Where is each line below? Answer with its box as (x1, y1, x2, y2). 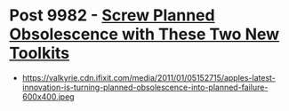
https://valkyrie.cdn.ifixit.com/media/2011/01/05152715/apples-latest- (21, 72, 276, 83)
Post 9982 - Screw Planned (9, 5, 215, 26)
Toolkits (9, 44, 69, 63)
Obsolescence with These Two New (9, 24, 280, 44)
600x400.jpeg (21, 91, 75, 102)
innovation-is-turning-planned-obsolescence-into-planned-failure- (21, 82, 269, 92)
